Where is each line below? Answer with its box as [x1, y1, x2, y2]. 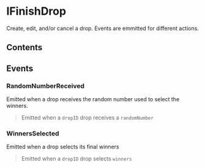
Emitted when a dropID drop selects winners [21, 155, 132, 162]
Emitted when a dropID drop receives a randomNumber [21, 114, 154, 121]
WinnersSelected [6, 129, 59, 137]
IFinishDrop [6, 4, 66, 18]
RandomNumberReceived [6, 82, 84, 90]
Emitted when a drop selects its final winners [6, 143, 119, 151]
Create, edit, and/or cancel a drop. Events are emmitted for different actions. [6, 25, 199, 32]
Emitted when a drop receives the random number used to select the [6, 96, 180, 103]
